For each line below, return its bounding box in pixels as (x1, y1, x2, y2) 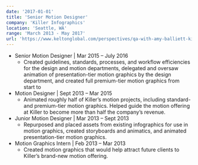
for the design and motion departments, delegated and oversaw (23, 65, 179, 71)
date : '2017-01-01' (6, 8, 54, 15)
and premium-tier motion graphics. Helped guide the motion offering (23, 103, 190, 109)
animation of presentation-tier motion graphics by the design (23, 71, 171, 78)
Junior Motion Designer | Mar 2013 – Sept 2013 (14, 115, 130, 121)
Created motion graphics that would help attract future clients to (23, 146, 180, 153)
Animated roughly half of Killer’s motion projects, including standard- (23, 96, 191, 103)
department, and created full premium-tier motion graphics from (23, 77, 180, 84)
